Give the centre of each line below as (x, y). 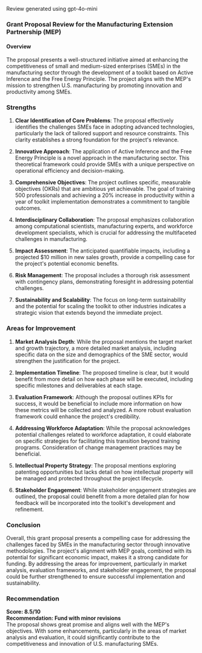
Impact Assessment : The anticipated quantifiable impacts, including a (103, 251)
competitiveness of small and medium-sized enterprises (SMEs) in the (93, 66)
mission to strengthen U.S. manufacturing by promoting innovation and (94, 85)
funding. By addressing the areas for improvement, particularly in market (96, 564)
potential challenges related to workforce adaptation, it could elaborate (103, 434)
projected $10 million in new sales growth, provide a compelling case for (105, 257)
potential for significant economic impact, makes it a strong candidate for (97, 558)
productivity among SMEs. (39, 92)
